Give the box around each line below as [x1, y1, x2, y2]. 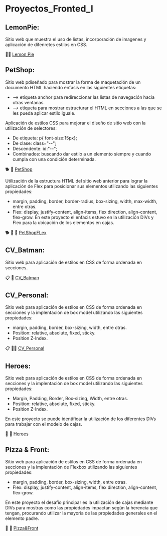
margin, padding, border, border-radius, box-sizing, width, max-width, [12, 198, 157, 204]
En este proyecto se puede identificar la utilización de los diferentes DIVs [5, 416, 156, 422]
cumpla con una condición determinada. [12, 156, 96, 162]
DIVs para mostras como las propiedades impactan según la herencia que [5, 505, 158, 511]
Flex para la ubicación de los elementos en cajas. [12, 219, 114, 226]
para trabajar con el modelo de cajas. [5, 421, 82, 427]
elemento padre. [5, 515, 39, 521]
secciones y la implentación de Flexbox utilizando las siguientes [5, 464, 137, 470]
